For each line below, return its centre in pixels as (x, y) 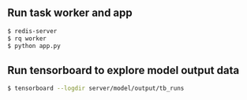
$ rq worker (27, 39)
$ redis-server (32, 31)
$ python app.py (34, 46)
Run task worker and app (70, 13)
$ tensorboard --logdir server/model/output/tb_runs (96, 89)
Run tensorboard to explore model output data (123, 70)
